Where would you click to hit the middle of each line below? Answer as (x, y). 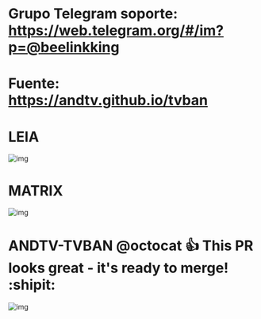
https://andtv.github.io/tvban (108, 101)
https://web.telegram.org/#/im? (116, 30)
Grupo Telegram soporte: (93, 14)
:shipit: (32, 285)
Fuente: (34, 84)
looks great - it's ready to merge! (119, 268)
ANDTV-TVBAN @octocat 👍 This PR (131, 246)
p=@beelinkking (64, 47)
